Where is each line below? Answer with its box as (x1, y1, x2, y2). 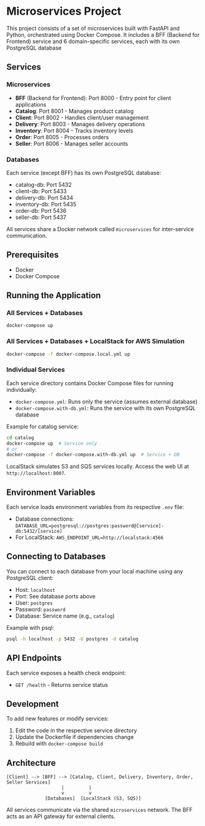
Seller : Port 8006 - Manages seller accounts (15, 140, 128, 147)
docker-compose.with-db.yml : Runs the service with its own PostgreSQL (15, 404, 196, 411)
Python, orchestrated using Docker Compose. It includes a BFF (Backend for (6, 31, 200, 38)
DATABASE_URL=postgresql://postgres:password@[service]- (15, 523, 164, 529)
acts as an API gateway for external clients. (6, 813, 115, 820)
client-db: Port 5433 (15, 187, 67, 194)
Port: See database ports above (15, 592, 96, 600)
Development (6, 698, 60, 709)
